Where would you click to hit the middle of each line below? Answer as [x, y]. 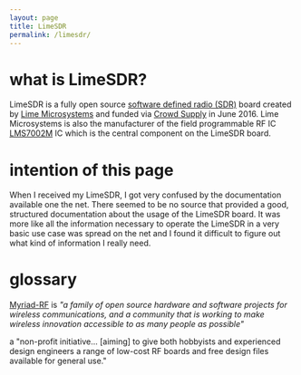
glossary [43, 279]
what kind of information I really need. [80, 243]
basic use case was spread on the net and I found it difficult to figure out [145, 234]
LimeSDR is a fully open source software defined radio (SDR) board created [150, 104]
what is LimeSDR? [78, 79]
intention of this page [92, 170]
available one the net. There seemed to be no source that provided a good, [149, 205]
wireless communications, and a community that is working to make [137, 314]
